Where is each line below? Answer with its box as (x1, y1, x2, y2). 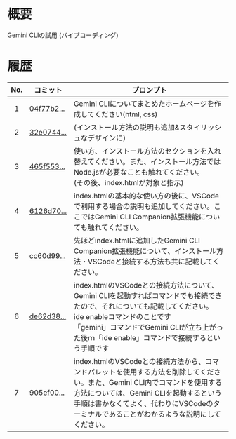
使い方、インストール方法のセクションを (73, 146, 207, 156)
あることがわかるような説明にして (108, 409, 221, 419)
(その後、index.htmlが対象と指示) (73, 177, 184, 187)
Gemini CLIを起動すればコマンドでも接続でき (73, 290, 223, 300)
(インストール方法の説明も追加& (73, 122, 180, 132)
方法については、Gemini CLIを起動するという (73, 388, 223, 398)
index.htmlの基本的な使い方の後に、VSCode (73, 191, 220, 201)
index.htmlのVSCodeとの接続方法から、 (73, 356, 206, 366)
